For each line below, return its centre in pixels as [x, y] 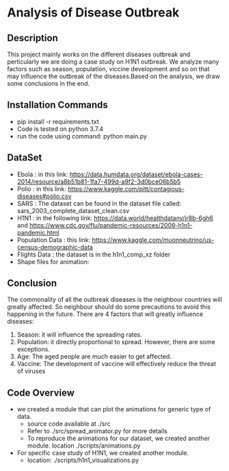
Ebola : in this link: [42, 174]
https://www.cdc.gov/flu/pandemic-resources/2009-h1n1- [111, 225]
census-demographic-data [55, 247]
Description [32, 38]
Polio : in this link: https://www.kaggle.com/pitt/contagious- [100, 189]
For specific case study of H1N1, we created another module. [103, 453]
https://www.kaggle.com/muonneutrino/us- [153, 240]
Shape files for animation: [53, 261]
